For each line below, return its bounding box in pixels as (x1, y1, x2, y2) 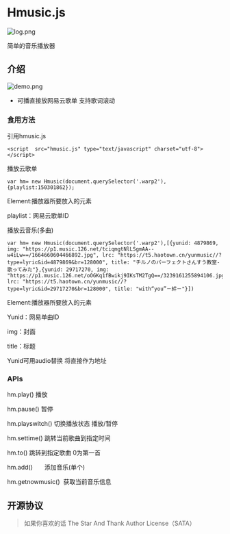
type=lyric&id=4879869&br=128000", (7, 259, 109, 266)
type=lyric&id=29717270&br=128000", (7, 285, 112, 292)
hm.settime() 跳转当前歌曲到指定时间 (7, 434, 111, 442)
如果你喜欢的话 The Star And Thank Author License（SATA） (23, 519, 196, 528)
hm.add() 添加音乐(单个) (7, 463, 86, 472)
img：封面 (7, 327, 36, 336)
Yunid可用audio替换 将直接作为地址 (7, 357, 107, 365)
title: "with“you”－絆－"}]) (114, 285, 194, 292)
